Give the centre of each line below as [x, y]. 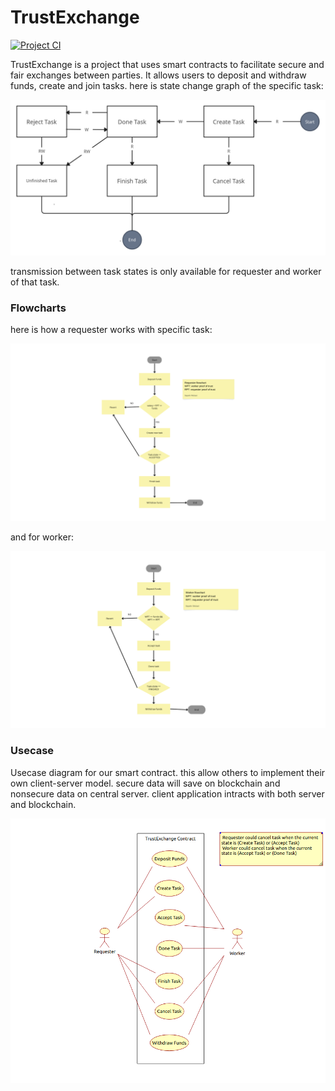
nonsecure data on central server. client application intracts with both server [167, 793]
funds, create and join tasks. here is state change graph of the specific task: [167, 85]
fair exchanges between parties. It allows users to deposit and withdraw [158, 75]
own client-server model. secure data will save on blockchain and [145, 783]
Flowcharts [38, 308]
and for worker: [42, 537]
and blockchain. [43, 804]
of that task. [35, 282]
